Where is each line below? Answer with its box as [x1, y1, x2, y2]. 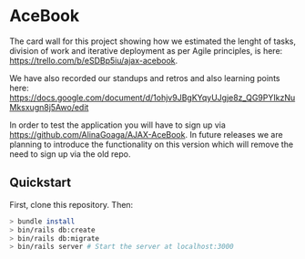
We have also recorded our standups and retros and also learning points [9, 72, 280, 83]
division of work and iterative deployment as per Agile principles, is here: [9, 45, 283, 56]
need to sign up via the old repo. [9, 148, 131, 160]
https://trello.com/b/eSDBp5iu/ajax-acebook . [9, 55, 178, 66]
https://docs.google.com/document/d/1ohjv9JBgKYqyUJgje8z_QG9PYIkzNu [9, 92, 296, 103]
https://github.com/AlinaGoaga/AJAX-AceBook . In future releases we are [9, 129, 284, 140]
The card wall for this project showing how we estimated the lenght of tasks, [9, 36, 297, 47]
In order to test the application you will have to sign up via [9, 119, 226, 130]
